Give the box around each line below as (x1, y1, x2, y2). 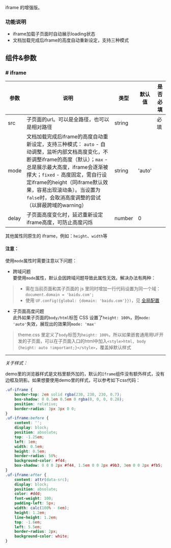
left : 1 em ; (14, 439, 38, 444)
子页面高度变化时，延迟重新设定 (26, 211, 103, 218)
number (114, 215, 133, 222)
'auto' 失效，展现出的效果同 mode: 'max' (12, 321, 97, 327)
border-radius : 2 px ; (14, 529, 58, 534)
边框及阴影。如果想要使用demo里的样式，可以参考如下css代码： (5, 377, 141, 383)
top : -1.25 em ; (14, 434, 44, 440)
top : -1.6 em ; (14, 520, 42, 525)
